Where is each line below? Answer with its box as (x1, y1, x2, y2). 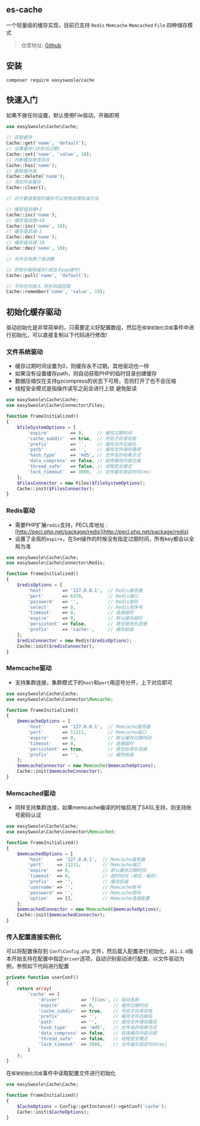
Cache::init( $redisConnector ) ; (17, 643, 95, 649)
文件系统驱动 (6, 348, 44, 356)
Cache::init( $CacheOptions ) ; (17, 1109, 90, 1115)
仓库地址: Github (20, 41, 61, 48)
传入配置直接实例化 (6, 933, 61, 941)
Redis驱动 (6, 506, 35, 515)
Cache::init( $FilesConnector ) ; (17, 485, 95, 491)
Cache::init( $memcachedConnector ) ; (17, 912, 106, 918)
